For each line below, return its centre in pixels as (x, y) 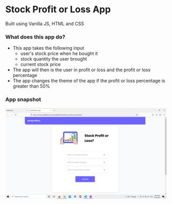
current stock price (40, 65)
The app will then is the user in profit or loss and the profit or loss (82, 70)
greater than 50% (31, 86)
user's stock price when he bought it (59, 54)
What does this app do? (35, 37)
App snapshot (23, 99)
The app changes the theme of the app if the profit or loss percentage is (89, 81)
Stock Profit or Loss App (58, 9)
